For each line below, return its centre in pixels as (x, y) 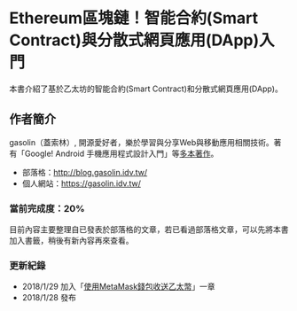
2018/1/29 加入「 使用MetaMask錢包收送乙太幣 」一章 (118, 287)
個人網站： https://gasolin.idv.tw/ (82, 183)
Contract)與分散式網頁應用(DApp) (134, 40)
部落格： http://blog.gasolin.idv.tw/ (85, 172)
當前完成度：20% (47, 208)
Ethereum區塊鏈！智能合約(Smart (134, 18)
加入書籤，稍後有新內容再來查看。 (71, 241)
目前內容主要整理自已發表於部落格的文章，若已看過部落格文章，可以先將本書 (149, 229)
